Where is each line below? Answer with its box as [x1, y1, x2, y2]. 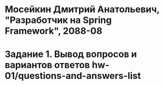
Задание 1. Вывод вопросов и [5, 48, 137, 60]
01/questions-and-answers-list [5, 70, 141, 82]
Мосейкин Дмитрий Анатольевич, [5, 4, 160, 15]
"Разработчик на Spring [5, 14, 112, 26]
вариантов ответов [5, 60, 90, 71]
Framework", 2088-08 [5, 25, 103, 37]
